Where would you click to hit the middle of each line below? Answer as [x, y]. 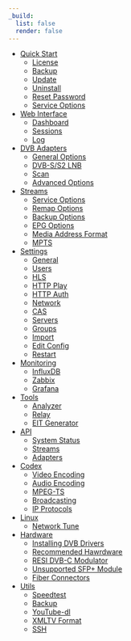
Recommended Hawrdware [77, 552]
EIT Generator [55, 423]
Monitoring [38, 363]
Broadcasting [54, 500]
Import [43, 337]
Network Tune [55, 526]
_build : [21, 16]
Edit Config [51, 346]
